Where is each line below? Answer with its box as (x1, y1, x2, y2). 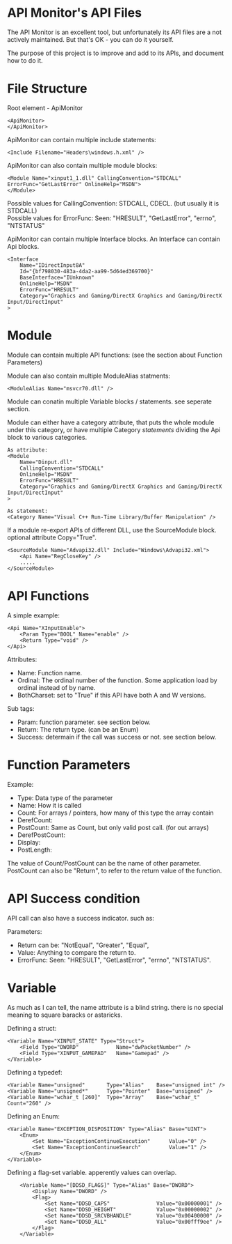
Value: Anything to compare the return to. (17, 948, 136, 956)
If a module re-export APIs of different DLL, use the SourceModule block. (7, 525, 217, 534)
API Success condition (7, 891, 140, 907)
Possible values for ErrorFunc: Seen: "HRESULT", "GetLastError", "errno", (7, 214, 217, 222)
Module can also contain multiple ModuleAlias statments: (7, 371, 171, 380)
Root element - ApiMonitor (7, 103, 83, 112)
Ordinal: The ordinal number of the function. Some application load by (17, 676, 217, 684)
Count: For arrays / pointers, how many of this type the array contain (17, 808, 214, 817)
